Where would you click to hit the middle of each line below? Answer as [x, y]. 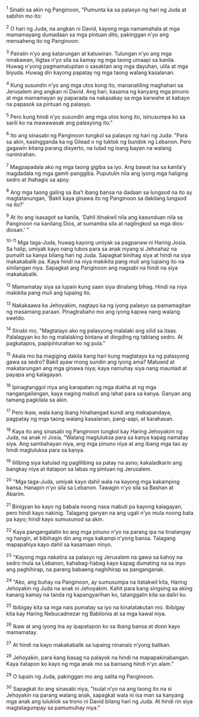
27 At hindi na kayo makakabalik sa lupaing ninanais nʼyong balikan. [89, 644]
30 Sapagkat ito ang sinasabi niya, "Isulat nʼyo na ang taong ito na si [89, 688]
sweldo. [16, 318]
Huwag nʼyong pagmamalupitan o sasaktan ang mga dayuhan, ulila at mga [97, 66]
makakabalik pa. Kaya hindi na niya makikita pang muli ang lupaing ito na [95, 261]
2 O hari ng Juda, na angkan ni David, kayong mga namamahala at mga [93, 28]
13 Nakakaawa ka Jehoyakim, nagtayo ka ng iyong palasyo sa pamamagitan [99, 305]
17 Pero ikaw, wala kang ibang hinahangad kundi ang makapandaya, [89, 412]
